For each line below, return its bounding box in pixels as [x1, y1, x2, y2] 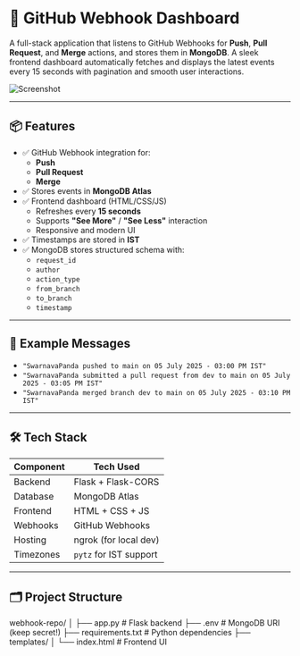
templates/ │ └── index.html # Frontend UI [9, 636, 168, 647]
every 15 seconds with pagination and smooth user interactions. [9, 66, 245, 77]
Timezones [13, 549, 61, 561]
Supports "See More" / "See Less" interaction [35, 214, 208, 226]
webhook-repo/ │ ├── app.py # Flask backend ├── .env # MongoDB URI [9, 618, 280, 628]
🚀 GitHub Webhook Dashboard [9, 8, 240, 29]
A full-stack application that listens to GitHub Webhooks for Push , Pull [9, 38, 268, 48]
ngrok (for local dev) [73, 534, 160, 546]
